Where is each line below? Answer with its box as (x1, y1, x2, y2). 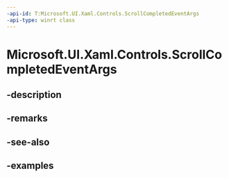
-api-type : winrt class (6, 17, 76, 24)
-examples (6, 160, 54, 172)
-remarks (6, 113, 48, 124)
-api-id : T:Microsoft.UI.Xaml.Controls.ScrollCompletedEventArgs (6, 10, 199, 17)
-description (6, 89, 62, 101)
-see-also (6, 136, 50, 148)
